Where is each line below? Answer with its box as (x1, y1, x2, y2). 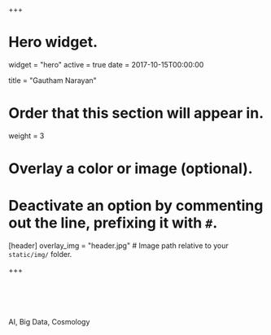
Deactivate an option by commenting (8, 197, 264, 215)
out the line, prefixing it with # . (8, 214, 218, 233)
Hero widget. (8, 33, 98, 51)
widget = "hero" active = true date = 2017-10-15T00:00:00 (8, 59, 204, 69)
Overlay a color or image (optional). (8, 159, 254, 178)
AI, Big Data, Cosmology (8, 317, 90, 326)
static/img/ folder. (8, 250, 72, 259)
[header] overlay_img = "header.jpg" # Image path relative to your (8, 241, 229, 250)
